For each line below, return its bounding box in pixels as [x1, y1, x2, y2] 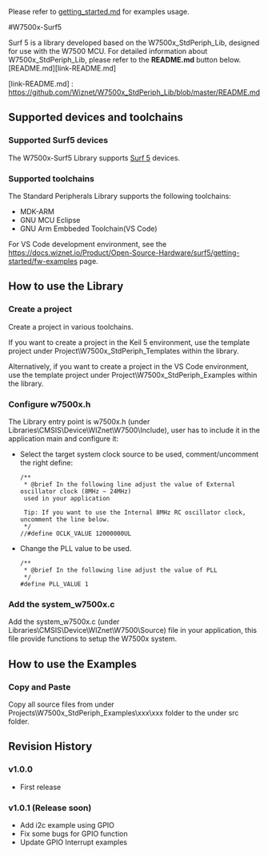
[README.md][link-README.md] [8, 63, 117, 73]
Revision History [8, 740, 93, 753]
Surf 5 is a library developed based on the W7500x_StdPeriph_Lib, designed [8, 38, 260, 47]
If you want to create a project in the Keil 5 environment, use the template [8, 337, 250, 347]
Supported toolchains [8, 172, 94, 184]
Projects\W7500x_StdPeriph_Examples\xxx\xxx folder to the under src [8, 707, 239, 717]
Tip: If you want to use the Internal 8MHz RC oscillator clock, [23, 509, 246, 517]
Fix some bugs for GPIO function [19, 829, 128, 838]
